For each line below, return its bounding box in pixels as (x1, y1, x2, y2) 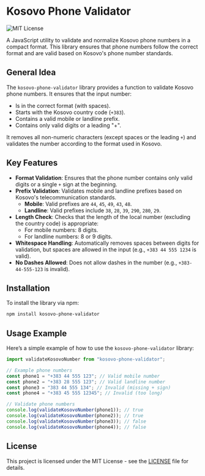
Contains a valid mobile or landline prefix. (15, 115, 120, 122)
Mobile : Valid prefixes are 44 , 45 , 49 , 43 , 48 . (24, 200, 132, 207)
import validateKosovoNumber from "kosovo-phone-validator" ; (6, 356, 166, 363)
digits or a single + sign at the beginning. (15, 180, 117, 188)
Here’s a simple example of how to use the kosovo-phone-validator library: (6, 345, 195, 352)
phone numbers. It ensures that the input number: (6, 90, 132, 98)
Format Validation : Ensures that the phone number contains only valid (15, 174, 193, 182)
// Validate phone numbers (6, 401, 75, 407)
